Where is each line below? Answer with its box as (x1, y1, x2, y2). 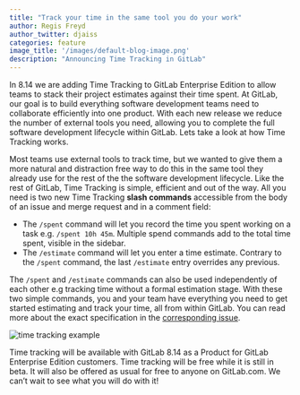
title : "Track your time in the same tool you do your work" (9, 13, 243, 22)
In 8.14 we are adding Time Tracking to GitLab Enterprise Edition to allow (9, 80, 277, 90)
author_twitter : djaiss (9, 30, 99, 39)
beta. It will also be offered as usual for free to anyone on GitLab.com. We (9, 366, 281, 376)
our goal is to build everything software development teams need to (9, 99, 260, 108)
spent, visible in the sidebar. (21, 238, 126, 248)
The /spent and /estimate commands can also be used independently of (9, 274, 278, 285)
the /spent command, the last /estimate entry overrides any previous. (21, 257, 280, 267)
